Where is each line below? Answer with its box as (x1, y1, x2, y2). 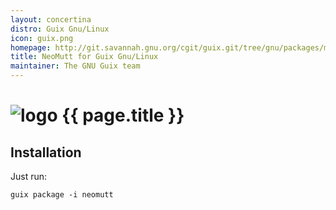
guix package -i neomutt (10, 190, 114, 200)
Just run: (10, 171, 48, 182)
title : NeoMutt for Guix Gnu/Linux (10, 52, 159, 62)
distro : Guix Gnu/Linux (10, 24, 110, 34)
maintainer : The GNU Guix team (10, 61, 141, 71)
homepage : (10, 42, 52, 53)
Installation (10, 144, 82, 161)
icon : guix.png (10, 33, 74, 43)
